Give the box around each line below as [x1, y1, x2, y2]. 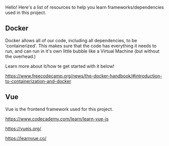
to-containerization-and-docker [5, 78, 72, 84]
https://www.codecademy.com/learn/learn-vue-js [5, 115, 109, 122]
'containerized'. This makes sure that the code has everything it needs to [5, 43, 157, 49]
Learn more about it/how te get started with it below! [5, 63, 115, 69]
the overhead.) [5, 53, 36, 59]
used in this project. [5, 10, 46, 16]
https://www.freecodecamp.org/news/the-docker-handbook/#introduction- [5, 73, 162, 79]
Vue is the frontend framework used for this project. [5, 106, 114, 112]
